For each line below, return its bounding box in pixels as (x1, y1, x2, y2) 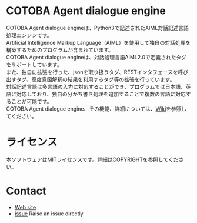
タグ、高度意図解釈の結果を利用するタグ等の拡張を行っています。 (16, 75, 175, 83)
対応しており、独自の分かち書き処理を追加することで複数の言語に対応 (16, 90, 186, 98)
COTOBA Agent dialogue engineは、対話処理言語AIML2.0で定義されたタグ (6, 54, 187, 61)
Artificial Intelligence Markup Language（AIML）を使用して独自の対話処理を (6, 39, 191, 46)
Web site (14, 204, 36, 211)
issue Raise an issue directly (14, 210, 84, 217)
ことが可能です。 (11, 98, 52, 105)
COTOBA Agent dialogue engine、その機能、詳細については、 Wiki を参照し (6, 105, 187, 112)
